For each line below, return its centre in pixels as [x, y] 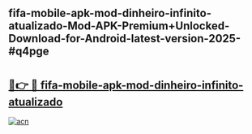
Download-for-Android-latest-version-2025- [125, 39]
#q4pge [29, 52]
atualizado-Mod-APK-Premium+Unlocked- [119, 26]
